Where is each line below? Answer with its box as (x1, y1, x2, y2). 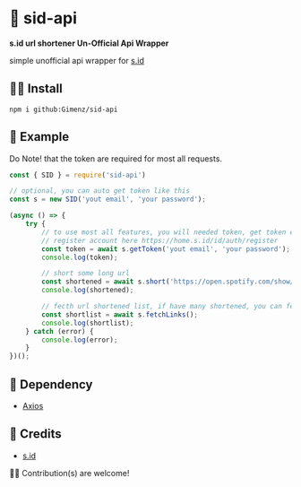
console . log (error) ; (41, 335, 118, 344)
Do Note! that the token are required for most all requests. (9, 152, 222, 164)
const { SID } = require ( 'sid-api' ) (9, 170, 146, 179)
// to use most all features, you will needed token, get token (41, 228, 287, 237)
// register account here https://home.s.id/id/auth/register (41, 236, 279, 245)
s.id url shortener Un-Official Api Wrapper (9, 38, 169, 48)
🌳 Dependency (9, 377, 93, 392)
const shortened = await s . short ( (41, 277, 170, 286)
